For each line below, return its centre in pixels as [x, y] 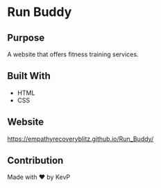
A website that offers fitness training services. [73, 54]
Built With [29, 76]
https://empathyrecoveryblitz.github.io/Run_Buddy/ [80, 139]
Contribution [35, 161]
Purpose [26, 38]
